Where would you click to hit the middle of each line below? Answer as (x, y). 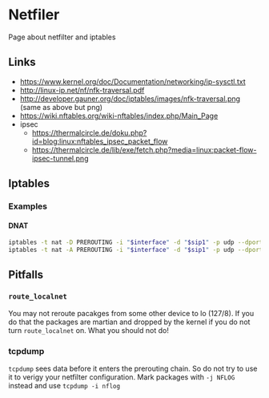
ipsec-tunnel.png (60, 158)
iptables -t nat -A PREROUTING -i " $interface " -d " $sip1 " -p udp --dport (136, 250)
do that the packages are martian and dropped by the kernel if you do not (129, 322)
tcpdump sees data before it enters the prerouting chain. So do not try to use (133, 368)
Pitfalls (26, 275)
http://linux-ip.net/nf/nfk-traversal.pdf (82, 90)
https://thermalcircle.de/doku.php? (89, 132)
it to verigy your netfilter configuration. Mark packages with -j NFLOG (122, 377)
